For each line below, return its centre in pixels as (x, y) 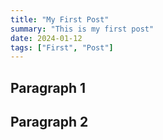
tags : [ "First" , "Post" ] (62, 47)
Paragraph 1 (48, 87)
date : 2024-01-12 (46, 38)
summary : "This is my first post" (82, 29)
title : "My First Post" (60, 19)
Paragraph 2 (49, 122)
